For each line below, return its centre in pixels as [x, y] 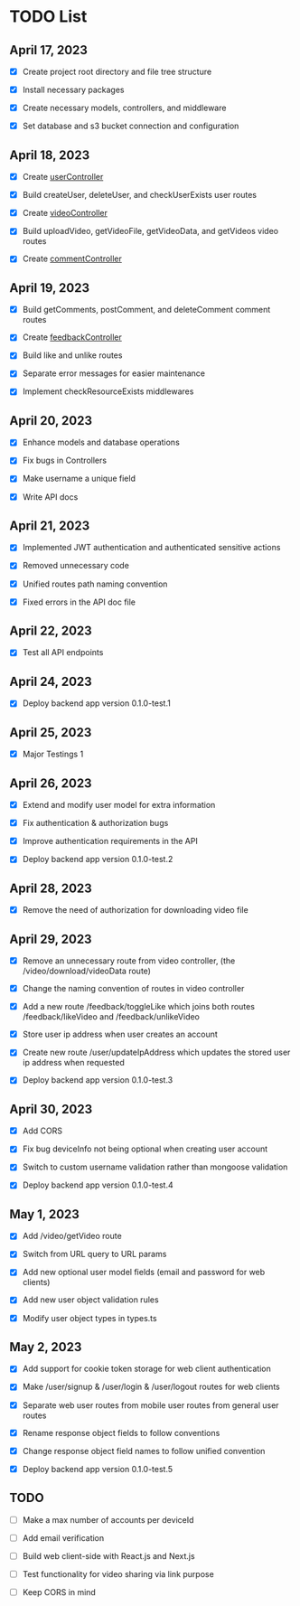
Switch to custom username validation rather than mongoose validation [155, 1167]
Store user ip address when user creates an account [120, 1034]
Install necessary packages [73, 90]
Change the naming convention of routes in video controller [133, 989]
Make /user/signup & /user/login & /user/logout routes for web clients [151, 1387]
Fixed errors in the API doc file [79, 602]
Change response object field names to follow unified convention [144, 1451]
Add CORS [42, 1131]
